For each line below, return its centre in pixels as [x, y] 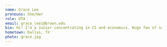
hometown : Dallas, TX [28, 32]
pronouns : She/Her [24, 14]
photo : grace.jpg [23, 37]
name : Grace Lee [22, 10]
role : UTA [15, 19]
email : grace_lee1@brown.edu [35, 23]
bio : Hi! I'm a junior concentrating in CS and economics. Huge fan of [81, 28]
